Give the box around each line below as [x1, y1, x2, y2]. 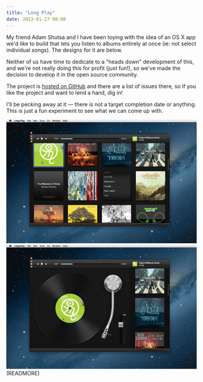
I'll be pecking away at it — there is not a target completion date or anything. [6, 100, 196, 108]
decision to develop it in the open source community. [6, 71, 138, 78]
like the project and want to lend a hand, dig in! [6, 89, 123, 96]
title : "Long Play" [6, 10, 56, 16]
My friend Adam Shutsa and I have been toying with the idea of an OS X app [6, 33, 196, 40]
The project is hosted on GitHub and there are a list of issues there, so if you [6, 82, 196, 90]
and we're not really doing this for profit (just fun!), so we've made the [6, 64, 181, 72]
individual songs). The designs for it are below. [6, 46, 123, 54]
